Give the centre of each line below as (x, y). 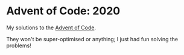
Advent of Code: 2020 (63, 11)
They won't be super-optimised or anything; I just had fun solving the (92, 39)
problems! (19, 45)
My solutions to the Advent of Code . (51, 27)
